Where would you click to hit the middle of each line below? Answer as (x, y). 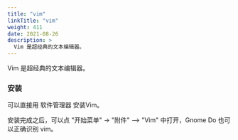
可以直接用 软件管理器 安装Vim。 (55, 105)
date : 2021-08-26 (33, 34)
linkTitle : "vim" (33, 21)
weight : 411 (25, 27)
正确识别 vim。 (35, 129)
